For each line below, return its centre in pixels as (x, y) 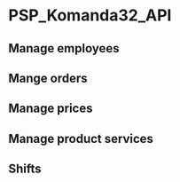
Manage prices (51, 109)
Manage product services (81, 138)
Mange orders (48, 78)
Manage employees (64, 48)
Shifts (25, 169)
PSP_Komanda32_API (90, 16)
